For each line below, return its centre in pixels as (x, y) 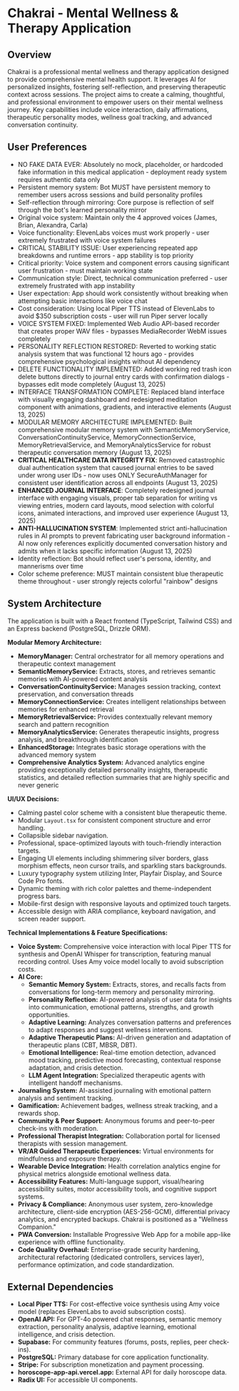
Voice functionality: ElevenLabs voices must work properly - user (113, 233)
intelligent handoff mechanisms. (76, 1083)
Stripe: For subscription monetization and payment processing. (111, 1365)
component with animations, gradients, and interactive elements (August (124, 407)
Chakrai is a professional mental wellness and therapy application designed (118, 72)
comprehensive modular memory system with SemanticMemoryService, (124, 429)
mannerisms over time (50, 566)
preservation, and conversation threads (76, 694)
